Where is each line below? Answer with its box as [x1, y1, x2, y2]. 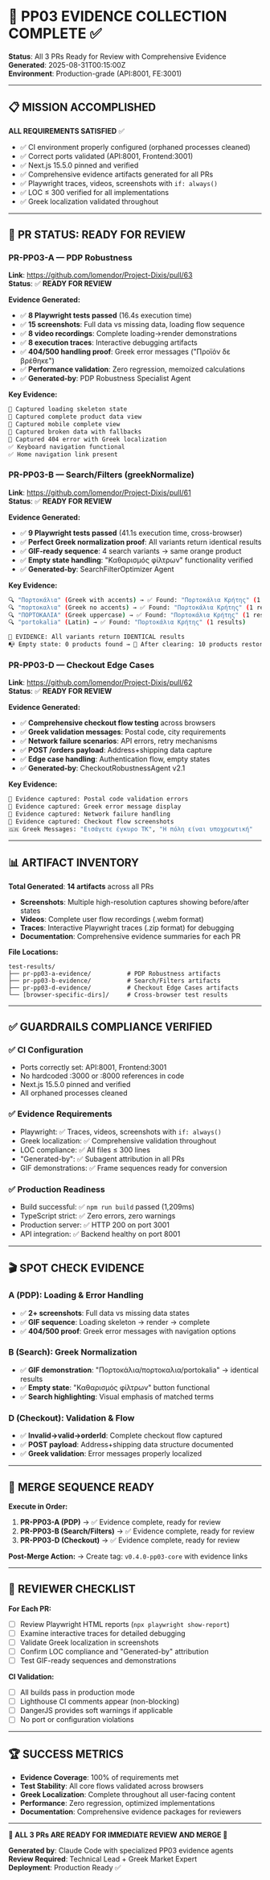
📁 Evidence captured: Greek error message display [8, 803, 182, 811]
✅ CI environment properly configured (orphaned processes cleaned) [19, 142, 251, 151]
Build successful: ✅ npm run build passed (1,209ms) [19, 1201, 195, 1211]
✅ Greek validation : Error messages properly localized [19, 1449, 202, 1459]
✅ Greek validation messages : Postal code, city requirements [19, 727, 227, 737]
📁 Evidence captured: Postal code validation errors [8, 795, 189, 803]
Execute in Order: [8, 1501, 68, 1511]
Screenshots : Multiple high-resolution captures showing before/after [19, 897, 249, 907]
